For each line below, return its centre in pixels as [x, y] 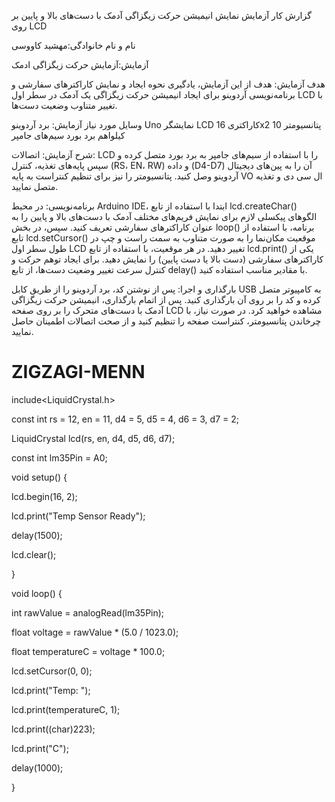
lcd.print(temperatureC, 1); [66, 709]
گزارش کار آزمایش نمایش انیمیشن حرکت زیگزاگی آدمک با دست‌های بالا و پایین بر [161, 15]
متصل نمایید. [35, 186]
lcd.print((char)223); [53, 729]
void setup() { [39, 477]
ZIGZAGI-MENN [78, 372]
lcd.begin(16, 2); [44, 496]
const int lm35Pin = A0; [59, 457]
